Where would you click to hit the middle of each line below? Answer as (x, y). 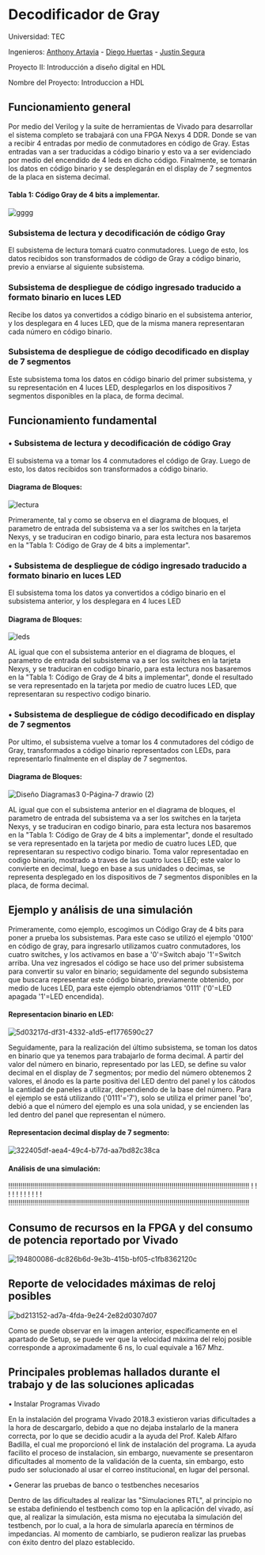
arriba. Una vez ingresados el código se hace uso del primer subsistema (126, 963)
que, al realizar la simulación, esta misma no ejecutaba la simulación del (125, 1517)
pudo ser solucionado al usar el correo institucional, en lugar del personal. (129, 1470)
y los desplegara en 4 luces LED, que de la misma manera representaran (127, 323)
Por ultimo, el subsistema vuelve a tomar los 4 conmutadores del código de (131, 742)
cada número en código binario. (60, 331)
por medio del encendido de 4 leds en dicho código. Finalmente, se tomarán (132, 160)
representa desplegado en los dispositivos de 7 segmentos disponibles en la (133, 876)
